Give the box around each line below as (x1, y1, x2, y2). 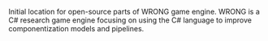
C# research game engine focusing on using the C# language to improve (8, 15, 252, 25)
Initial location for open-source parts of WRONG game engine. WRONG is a (8, 7, 260, 16)
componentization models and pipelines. (8, 24, 145, 33)
